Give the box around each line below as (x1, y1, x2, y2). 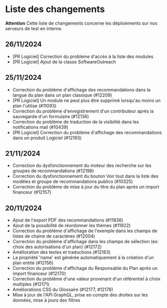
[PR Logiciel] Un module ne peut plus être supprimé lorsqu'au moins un (12, 97, 161, 104)
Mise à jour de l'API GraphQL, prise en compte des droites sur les (12, 292, 148, 298)
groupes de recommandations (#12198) (12, 168, 94, 174)
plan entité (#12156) (12, 260, 54, 266)
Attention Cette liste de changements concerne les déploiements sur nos (5, 20, 157, 26)
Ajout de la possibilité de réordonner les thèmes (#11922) (12, 223, 131, 229)
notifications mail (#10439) (12, 124, 68, 130)
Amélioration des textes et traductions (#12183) (12, 249, 111, 255)
